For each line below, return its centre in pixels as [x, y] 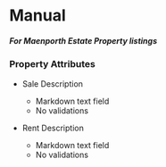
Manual [38, 16]
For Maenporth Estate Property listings [83, 40]
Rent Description [53, 128]
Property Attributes [52, 64]
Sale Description [52, 83]
